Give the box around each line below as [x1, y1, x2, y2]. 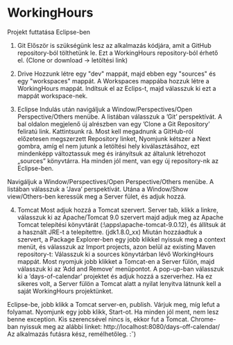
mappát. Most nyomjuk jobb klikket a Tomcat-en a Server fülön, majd [17, 257, 215, 265]
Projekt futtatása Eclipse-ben [7, 28, 91, 36]
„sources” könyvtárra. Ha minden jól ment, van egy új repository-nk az [17, 156, 219, 165]
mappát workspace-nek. [17, 92, 88, 100]
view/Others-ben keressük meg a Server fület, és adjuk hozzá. [7, 192, 186, 201]
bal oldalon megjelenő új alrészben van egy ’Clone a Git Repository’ [17, 119, 210, 128]
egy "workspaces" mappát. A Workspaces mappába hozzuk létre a [17, 76, 209, 85]
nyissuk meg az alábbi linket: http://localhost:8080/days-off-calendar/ [19, 322, 221, 330]
